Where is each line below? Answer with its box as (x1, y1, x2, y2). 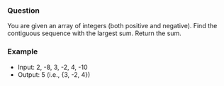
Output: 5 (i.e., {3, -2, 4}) (17, 70, 91, 79)
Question (7, 6, 40, 16)
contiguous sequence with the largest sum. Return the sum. (7, 29, 182, 37)
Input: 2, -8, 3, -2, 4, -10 (17, 63, 88, 71)
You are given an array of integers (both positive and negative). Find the (7, 22, 218, 30)
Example (7, 47, 38, 56)
